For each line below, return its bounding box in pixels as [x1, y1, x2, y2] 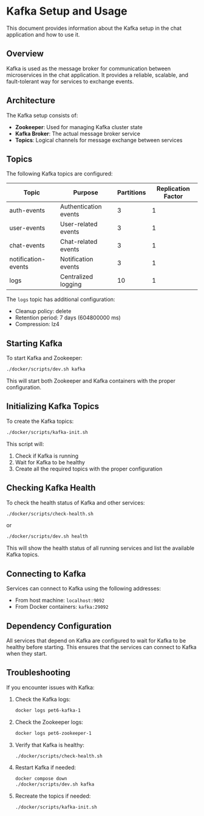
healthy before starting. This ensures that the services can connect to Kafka [6, 643, 197, 650]
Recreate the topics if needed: [15, 792, 91, 800]
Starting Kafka [6, 338, 63, 349]
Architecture [6, 96, 56, 106]
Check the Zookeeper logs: [15, 718, 84, 726]
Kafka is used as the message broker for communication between [6, 65, 171, 72]
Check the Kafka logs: [15, 695, 71, 703]
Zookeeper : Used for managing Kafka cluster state [15, 123, 143, 130]
